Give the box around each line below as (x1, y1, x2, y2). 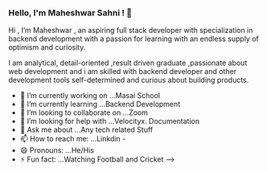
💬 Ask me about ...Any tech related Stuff (19, 125, 154, 135)
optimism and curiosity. (8, 43, 86, 52)
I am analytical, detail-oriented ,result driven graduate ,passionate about (8, 58, 248, 68)
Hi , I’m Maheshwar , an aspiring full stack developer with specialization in (8, 26, 253, 35)
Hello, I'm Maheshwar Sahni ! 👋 (8, 7, 133, 18)
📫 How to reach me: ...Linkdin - (19, 134, 126, 144)
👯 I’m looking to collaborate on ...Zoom (19, 108, 149, 117)
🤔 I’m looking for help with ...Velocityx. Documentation (19, 117, 199, 126)
